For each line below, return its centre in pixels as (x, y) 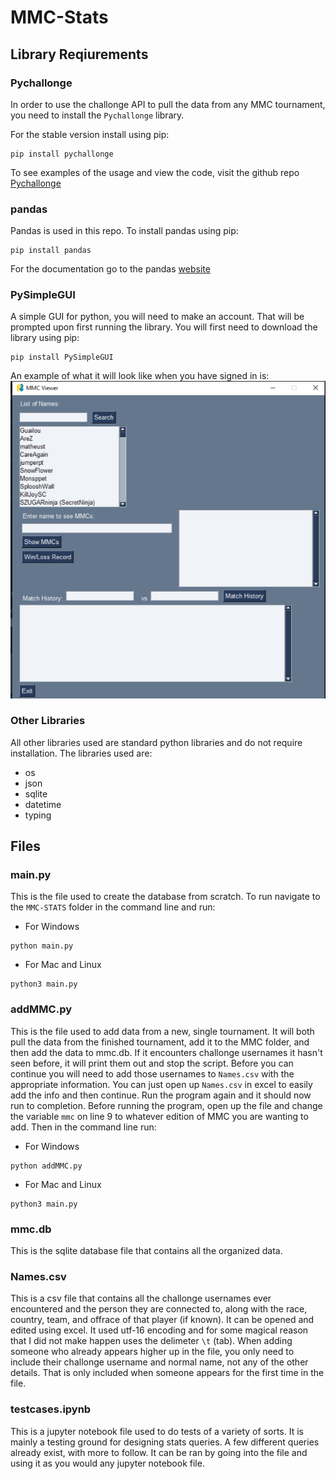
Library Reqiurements (79, 54)
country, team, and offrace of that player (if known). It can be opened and (162, 1320)
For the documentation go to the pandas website (110, 269)
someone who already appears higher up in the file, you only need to (152, 1352)
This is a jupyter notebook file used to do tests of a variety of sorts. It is (157, 1431)
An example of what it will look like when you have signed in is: (140, 376)
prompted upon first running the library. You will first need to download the (164, 327)
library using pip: (45, 338)
